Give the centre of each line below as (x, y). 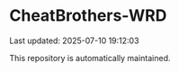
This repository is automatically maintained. (90, 58)
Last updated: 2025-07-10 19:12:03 (74, 40)
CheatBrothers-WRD (88, 16)
